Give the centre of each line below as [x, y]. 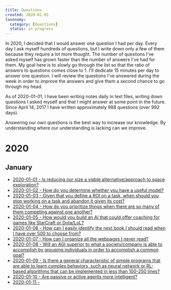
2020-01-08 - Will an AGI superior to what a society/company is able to [88, 244]
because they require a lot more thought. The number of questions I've [80, 54]
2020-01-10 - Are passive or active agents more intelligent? [75, 277]
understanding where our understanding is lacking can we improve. [76, 128]
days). [12, 113]
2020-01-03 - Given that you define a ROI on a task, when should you [86, 196]
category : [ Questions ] [34, 24]
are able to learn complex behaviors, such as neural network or [79, 266]
